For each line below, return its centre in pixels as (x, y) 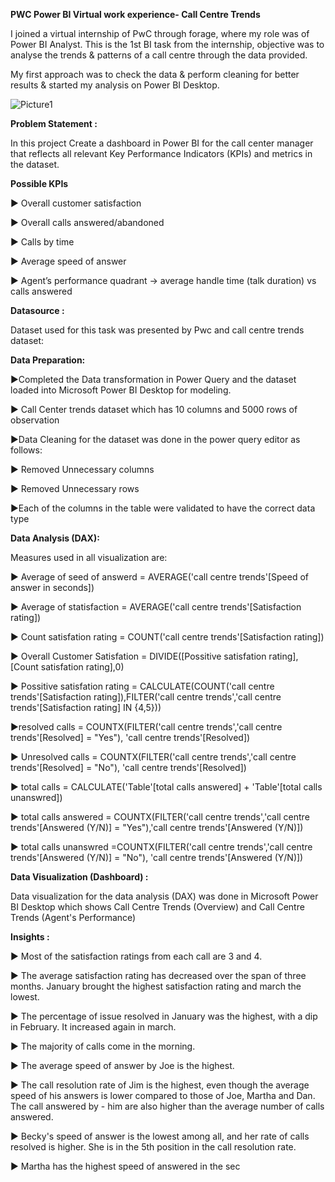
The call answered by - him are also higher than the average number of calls (167, 1106)
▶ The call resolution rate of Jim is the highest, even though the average (160, 1085)
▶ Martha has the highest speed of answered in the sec (125, 1166)
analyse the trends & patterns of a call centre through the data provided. (159, 55)
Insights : (30, 937)
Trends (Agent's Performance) (73, 917)
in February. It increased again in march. (93, 1027)
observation (35, 420)
